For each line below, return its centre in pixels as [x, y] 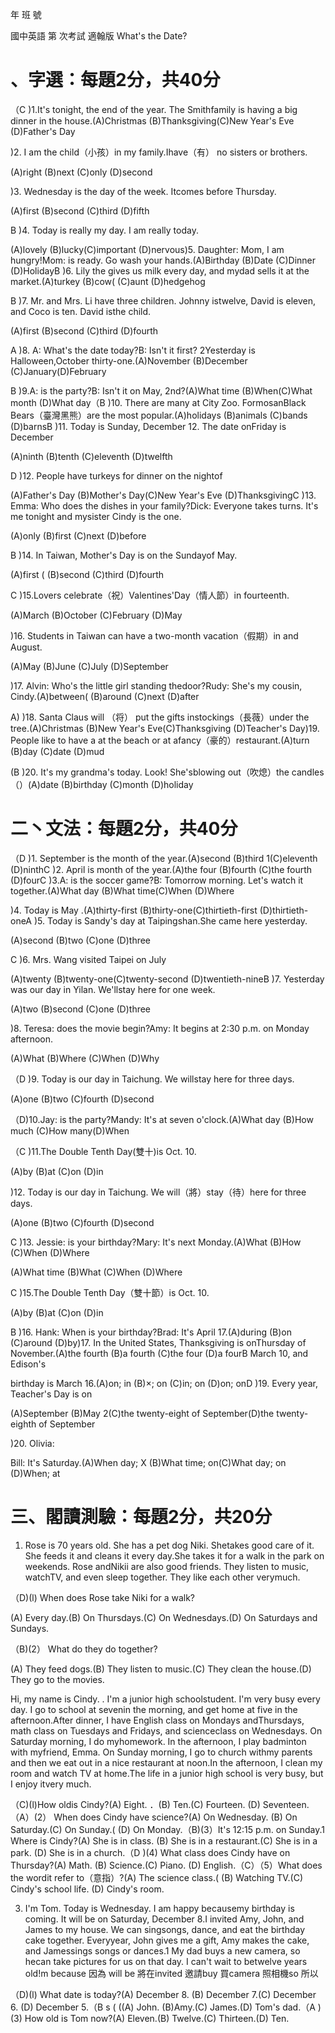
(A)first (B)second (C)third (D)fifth [80, 210]
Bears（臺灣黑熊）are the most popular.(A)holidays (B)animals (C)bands [159, 415]
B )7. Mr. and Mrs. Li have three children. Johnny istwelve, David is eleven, [163, 300]
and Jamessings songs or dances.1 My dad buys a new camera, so [162, 1950]
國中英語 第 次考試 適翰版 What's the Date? [99, 36]
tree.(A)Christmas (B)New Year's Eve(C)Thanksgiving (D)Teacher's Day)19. [165, 728]
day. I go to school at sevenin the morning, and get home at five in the [154, 1709]
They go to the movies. [57, 1679]
